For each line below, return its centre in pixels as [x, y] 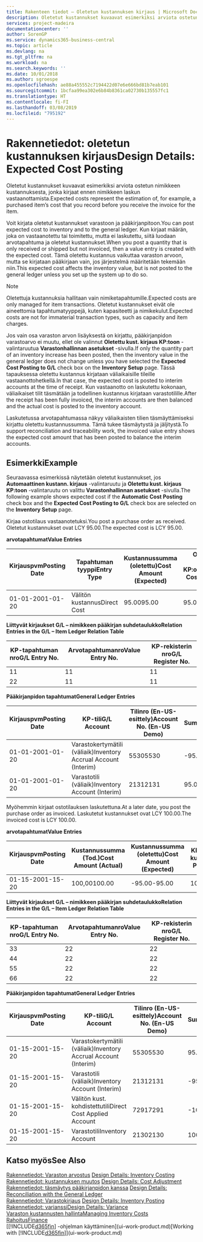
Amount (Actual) [98, 865]
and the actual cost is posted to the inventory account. [74, 406]
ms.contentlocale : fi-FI [37, 102]
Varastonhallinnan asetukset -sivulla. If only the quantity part [117, 348]
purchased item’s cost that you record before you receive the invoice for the [101, 205]
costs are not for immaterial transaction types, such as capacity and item [97, 317]
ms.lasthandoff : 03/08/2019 [42, 107]
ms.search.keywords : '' [36, 68]
